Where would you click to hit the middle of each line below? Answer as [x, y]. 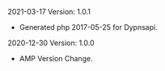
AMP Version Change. [56, 58]
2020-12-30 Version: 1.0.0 [51, 43]
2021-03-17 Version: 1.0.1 [49, 12]
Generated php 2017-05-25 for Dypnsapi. [89, 27]
